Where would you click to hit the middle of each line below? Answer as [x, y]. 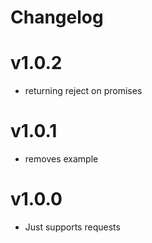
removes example [61, 159]
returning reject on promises [83, 91]
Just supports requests [72, 227]
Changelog [57, 17]
